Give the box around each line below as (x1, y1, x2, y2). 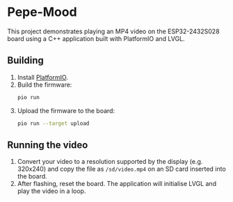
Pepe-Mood (7, 4, 78, 20)
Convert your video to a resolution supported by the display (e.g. (17, 158, 203, 166)
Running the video (7, 139, 88, 151)
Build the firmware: (17, 81, 72, 89)
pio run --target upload (17, 119, 90, 127)
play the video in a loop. (17, 187, 86, 195)
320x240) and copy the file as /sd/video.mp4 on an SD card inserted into (17, 165, 226, 174)
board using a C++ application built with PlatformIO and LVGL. (7, 34, 186, 42)
